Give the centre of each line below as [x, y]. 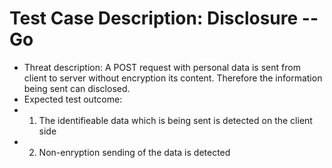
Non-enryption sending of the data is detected [134, 152]
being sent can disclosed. [77, 88]
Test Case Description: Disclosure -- [164, 18]
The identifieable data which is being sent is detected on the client [175, 120]
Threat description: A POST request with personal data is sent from [162, 67]
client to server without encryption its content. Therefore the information [173, 78]
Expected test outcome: [73, 99]
